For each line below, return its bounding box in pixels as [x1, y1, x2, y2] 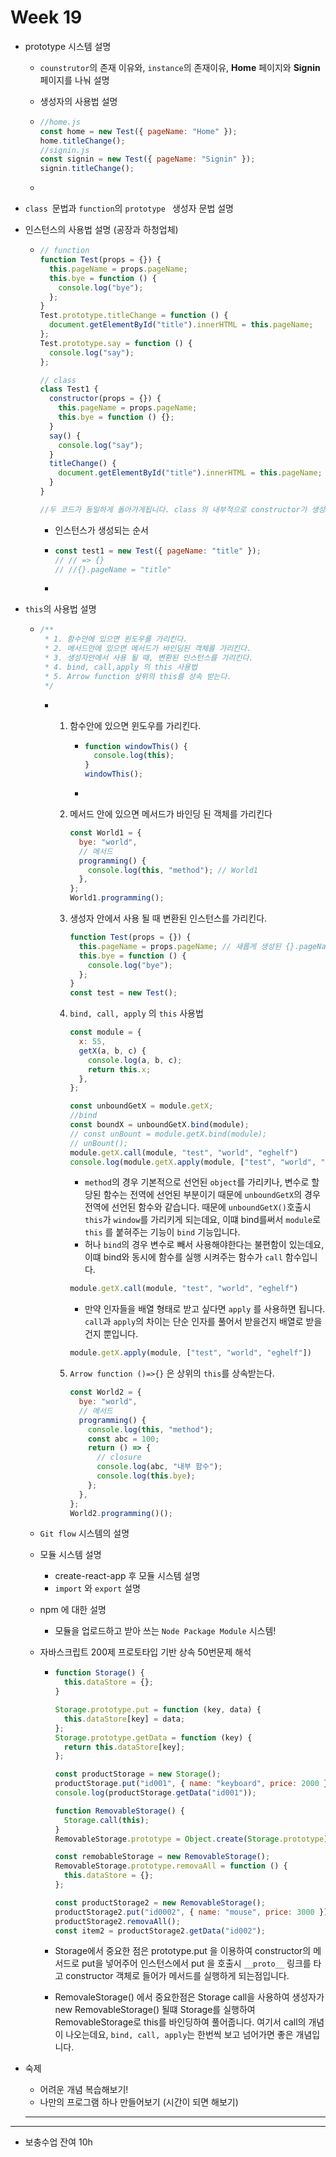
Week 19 [10, 6, 83, 29]
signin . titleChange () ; [39, 164, 135, 174]
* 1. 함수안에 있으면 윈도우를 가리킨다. [44, 634, 188, 645]
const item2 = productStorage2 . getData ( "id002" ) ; [54, 1926, 266, 1936]
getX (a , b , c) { [78, 1046, 147, 1056]
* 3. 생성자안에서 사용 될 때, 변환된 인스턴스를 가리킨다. [44, 653, 254, 663]
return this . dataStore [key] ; [63, 1742, 186, 1752]
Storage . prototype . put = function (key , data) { [54, 1705, 262, 1715]
